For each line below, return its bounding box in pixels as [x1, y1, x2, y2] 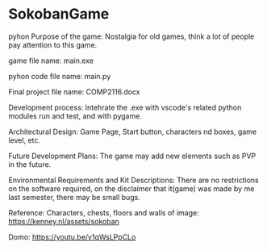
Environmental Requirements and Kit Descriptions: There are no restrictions [8, 175, 260, 185]
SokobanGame [8, 5, 110, 23]
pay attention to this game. [8, 40, 98, 49]
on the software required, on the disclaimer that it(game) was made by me [8, 183, 255, 194]
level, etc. [8, 135, 41, 145]
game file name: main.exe [8, 56, 94, 65]
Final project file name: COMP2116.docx [8, 86, 140, 97]
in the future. [8, 159, 52, 169]
